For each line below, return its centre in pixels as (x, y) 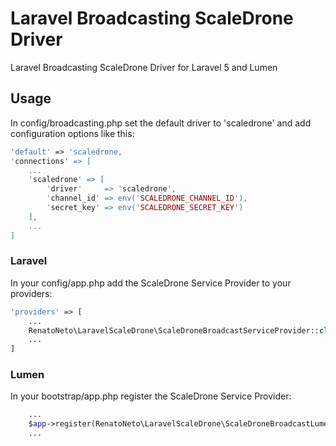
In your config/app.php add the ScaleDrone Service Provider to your (151, 283)
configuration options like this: (72, 133)
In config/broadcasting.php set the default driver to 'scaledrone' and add (161, 123)
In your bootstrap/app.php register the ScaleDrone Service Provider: (151, 396)
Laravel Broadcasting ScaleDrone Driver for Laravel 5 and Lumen (144, 67)
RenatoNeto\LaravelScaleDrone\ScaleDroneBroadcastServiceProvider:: (174, 330)
